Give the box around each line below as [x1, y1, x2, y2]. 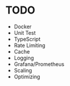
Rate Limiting [13, 42, 45, 49]
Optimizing [13, 73, 40, 80]
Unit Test [13, 29, 36, 36]
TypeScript [13, 35, 41, 42]
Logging [13, 54, 34, 61]
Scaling [13, 67, 33, 74]
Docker [13, 23, 32, 30]
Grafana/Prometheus [13, 60, 65, 68]
